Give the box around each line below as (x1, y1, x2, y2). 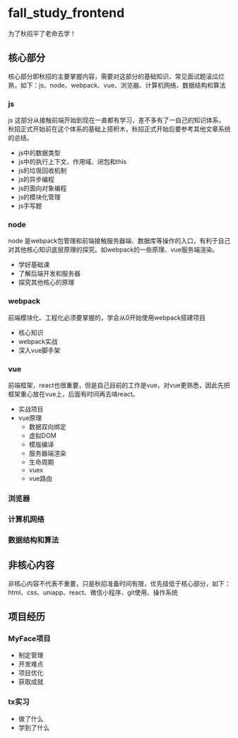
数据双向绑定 (28, 422, 66, 430)
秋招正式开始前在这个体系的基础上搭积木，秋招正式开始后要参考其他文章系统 (8, 125, 231, 134)
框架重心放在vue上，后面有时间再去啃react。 (8, 389, 140, 398)
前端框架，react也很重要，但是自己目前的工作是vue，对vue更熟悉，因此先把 (8, 380, 230, 389)
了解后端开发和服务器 (18, 269, 81, 278)
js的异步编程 (18, 175, 55, 184)
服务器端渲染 (28, 449, 66, 457)
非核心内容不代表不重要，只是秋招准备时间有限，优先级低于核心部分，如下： (8, 579, 231, 587)
